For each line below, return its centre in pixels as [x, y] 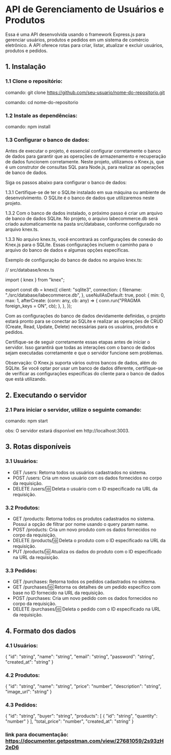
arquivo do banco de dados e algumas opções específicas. [67, 250]
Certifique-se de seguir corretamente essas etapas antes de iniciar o [78, 342]
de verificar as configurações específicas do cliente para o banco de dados [85, 374]
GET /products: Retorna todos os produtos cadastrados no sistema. [83, 519]
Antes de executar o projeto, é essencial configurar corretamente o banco [83, 151]
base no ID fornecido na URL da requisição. [58, 593]
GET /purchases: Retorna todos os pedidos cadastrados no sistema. [84, 582]
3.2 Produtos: [22, 507]
